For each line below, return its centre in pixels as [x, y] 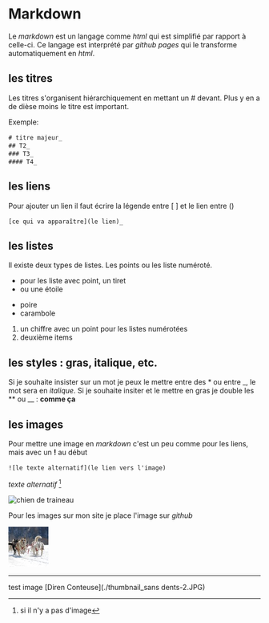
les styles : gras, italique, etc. [83, 362]
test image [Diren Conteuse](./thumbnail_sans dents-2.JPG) [107, 587]
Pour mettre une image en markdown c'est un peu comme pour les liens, [128, 444]
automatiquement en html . [52, 53]
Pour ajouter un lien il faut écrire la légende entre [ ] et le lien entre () [121, 206]
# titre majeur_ [35, 137]
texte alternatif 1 [35, 484]
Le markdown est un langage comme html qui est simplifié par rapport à [127, 36]
